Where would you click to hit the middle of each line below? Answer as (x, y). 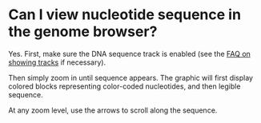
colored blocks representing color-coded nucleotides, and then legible (124, 86)
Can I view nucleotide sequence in (125, 15)
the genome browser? (83, 32)
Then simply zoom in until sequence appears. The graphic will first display (131, 77)
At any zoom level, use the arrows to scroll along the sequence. (113, 110)
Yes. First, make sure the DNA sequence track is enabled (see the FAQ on (129, 54)
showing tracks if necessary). (57, 62)
